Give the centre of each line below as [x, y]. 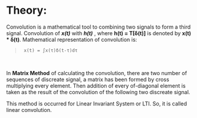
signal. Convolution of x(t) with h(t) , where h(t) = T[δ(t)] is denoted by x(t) [99, 33]
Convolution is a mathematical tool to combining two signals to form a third [99, 27]
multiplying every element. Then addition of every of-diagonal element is [96, 86]
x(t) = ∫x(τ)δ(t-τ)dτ [51, 50]
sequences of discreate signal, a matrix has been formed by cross [88, 79]
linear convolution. [29, 110]
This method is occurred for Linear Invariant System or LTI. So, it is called [97, 103]
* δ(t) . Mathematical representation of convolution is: [72, 39]
